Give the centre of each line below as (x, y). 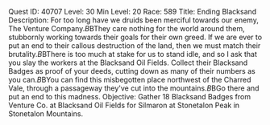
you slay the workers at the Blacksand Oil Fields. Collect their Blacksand (128, 62)
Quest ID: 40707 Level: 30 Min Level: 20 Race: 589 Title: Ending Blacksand (133, 12)
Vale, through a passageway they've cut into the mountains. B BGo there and (134, 88)
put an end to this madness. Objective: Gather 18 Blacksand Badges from (130, 97)
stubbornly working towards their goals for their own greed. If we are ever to (135, 37)
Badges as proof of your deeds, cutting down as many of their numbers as (132, 71)
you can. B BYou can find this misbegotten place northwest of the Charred (130, 80)
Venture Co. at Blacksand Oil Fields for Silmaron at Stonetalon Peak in (124, 105)
